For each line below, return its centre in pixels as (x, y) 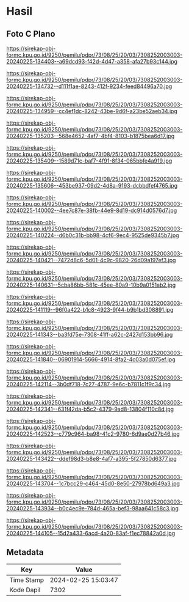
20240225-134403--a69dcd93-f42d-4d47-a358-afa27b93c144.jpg (92, 61)
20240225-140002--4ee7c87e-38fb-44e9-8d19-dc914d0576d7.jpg (92, 210)
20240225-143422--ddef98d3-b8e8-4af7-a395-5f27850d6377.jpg (91, 459)
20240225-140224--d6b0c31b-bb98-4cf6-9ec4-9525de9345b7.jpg (93, 235)
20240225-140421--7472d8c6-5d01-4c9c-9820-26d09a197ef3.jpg (91, 260)
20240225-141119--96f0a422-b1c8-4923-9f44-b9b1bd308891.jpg (90, 310)
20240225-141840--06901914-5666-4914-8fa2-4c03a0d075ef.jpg (91, 359)
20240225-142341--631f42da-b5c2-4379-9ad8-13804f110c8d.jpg (90, 409)
